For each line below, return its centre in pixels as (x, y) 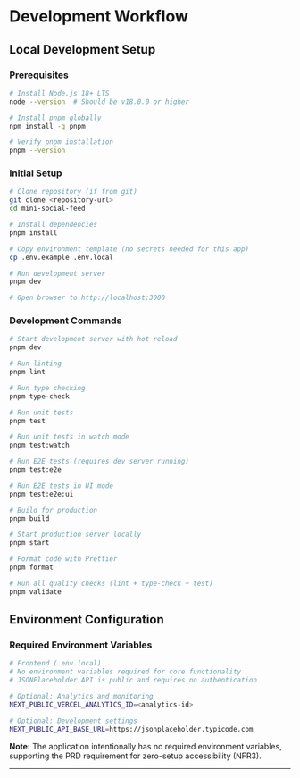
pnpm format (31, 568)
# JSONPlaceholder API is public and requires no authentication (133, 681)
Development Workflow (99, 17)
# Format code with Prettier (63, 559)
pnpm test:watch (39, 445)
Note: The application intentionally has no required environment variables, (146, 746)
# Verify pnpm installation (62, 142)
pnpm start (29, 543)
